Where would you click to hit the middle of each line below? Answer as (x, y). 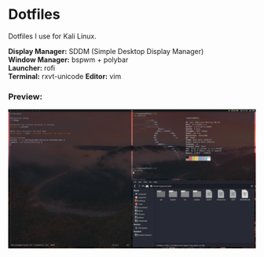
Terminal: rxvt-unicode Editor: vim (65, 76)
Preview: (26, 96)
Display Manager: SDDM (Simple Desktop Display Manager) (106, 51)
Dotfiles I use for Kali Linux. (52, 36)
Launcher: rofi (32, 67)
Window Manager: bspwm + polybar (68, 60)
